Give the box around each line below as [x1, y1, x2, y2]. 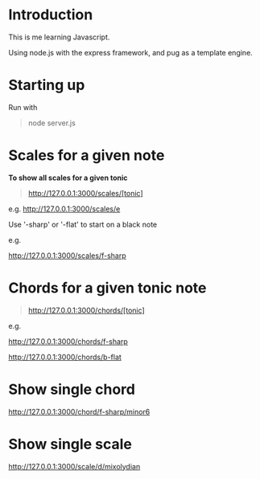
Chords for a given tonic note [8, 279, 207, 297]
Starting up [8, 76, 85, 94]
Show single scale [8, 435, 133, 453]
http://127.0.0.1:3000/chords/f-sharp [8, 336, 129, 346]
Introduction [8, 6, 93, 24]
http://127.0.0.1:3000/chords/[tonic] [27, 305, 145, 315]
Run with [8, 102, 38, 112]
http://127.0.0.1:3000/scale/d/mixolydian [8, 461, 141, 471]
